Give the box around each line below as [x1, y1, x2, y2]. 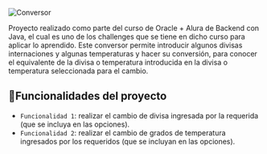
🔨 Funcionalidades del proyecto [8, 89, 167, 103]
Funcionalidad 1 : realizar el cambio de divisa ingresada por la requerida [19, 110, 259, 120]
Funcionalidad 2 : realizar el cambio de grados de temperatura [19, 127, 227, 137]
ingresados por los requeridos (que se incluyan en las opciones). [19, 136, 236, 146]
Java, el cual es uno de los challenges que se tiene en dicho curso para [8, 32, 245, 41]
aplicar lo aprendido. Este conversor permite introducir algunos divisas [8, 40, 243, 50]
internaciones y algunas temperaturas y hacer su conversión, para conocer [8, 49, 257, 58]
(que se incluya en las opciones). [19, 119, 130, 129]
